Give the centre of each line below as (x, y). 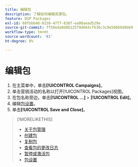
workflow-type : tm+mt (27, 32)
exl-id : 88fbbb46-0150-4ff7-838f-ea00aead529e (53, 23)
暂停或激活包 (37, 153)
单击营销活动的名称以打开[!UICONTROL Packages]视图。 (69, 91)
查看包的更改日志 (41, 147)
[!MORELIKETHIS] (35, 119)
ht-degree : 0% (19, 41)
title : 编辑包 (18, 9)
